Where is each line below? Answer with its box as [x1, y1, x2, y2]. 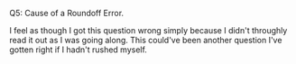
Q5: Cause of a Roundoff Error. [9, 8, 125, 18]
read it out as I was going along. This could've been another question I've [9, 35, 282, 45]
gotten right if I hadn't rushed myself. [9, 44, 147, 55]
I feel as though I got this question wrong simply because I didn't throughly [9, 25, 288, 35]
